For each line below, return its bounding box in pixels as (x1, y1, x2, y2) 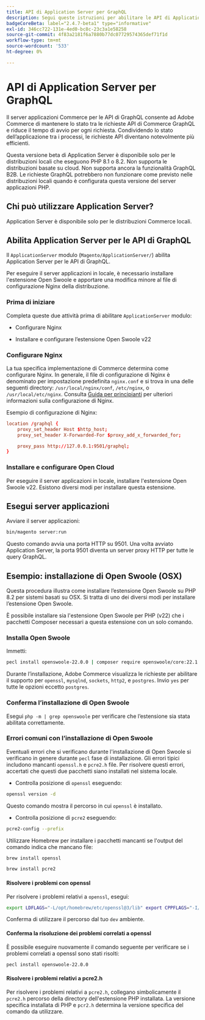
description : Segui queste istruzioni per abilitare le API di (6, 15, 171, 21)
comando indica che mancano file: (6, 843, 93, 850)
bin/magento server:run (6, 529, 67, 535)
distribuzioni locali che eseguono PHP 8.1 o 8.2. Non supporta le (6, 157, 168, 165)
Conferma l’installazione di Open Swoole (6, 698, 130, 707)
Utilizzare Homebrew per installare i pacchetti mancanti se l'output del (6, 837, 183, 844)
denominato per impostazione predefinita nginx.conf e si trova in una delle (6, 377, 194, 385)
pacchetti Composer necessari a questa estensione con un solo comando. (6, 618, 193, 626)
